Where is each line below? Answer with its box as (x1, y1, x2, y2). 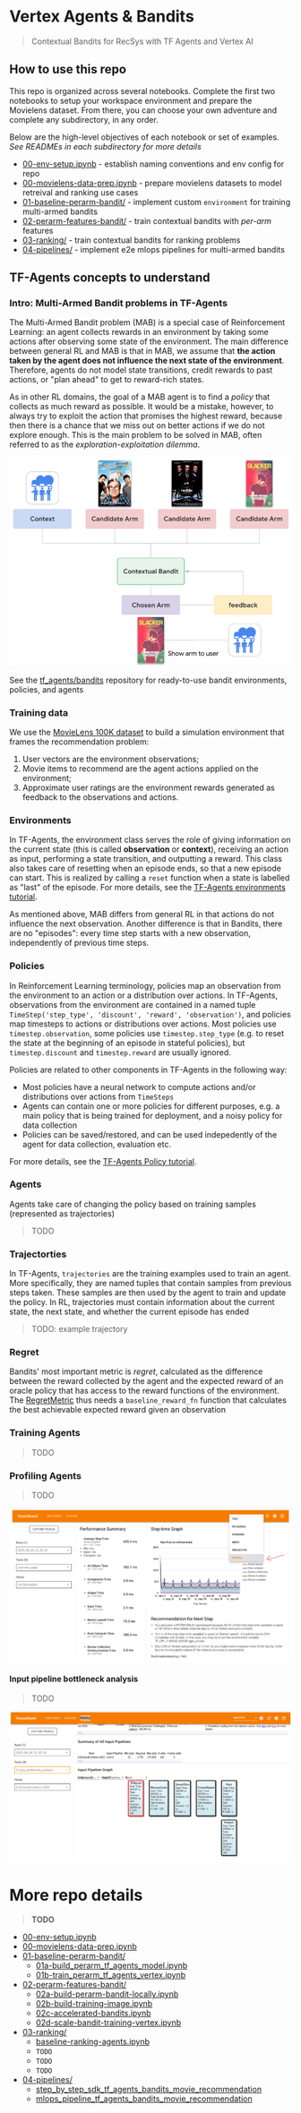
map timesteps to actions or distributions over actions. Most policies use (9, 1018, 278, 1029)
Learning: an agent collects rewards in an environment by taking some (9, 327, 269, 338)
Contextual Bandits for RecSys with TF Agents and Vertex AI (30, 36, 254, 47)
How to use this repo (9, 62, 127, 77)
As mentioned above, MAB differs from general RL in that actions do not (9, 909, 275, 920)
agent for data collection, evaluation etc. (21, 1138, 172, 1149)
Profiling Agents (9, 1469, 82, 1482)
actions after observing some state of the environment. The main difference (9, 336, 289, 347)
